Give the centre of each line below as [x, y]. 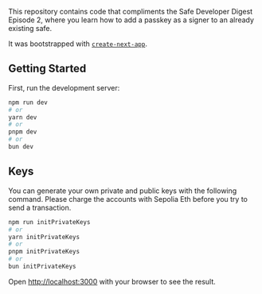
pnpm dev [23, 132]
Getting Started [47, 69]
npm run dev [28, 103]
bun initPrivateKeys [43, 266]
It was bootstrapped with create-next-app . [78, 44]
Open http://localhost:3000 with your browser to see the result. [112, 281]
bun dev [21, 147]
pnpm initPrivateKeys [44, 252]
